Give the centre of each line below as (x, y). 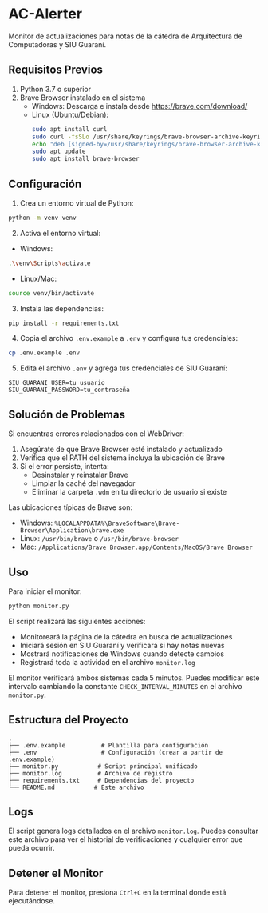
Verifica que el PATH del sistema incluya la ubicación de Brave (122, 458)
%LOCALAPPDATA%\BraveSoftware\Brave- (117, 524)
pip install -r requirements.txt (64, 323)
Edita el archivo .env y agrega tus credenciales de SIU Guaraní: (123, 368)
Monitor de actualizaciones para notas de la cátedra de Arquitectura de (126, 36)
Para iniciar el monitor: (45, 591)
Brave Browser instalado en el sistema (83, 98)
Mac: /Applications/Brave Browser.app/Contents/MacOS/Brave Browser (136, 547)
